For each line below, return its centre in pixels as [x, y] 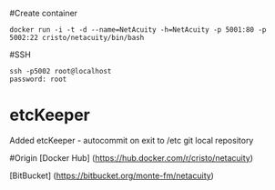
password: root [38, 79]
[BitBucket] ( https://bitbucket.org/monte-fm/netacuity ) [112, 175]
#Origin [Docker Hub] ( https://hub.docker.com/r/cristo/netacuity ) [131, 157]
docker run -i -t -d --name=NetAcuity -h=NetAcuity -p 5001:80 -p [138, 30]
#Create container [44, 13]
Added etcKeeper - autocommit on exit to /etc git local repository [132, 140]
